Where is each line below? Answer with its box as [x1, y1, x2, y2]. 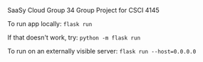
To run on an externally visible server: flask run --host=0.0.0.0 [7, 47, 197, 55]
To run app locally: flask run [7, 20, 93, 27]
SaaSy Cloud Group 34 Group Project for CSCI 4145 [7, 6, 160, 14]
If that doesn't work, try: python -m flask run [7, 33, 141, 42]
